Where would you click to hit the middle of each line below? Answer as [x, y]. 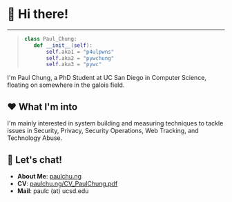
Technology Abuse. [35, 138]
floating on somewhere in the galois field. [66, 85]
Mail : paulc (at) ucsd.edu [53, 191]
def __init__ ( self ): [63, 45]
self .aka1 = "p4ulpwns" [80, 52]
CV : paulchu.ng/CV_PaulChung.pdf [67, 183]
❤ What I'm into [42, 107]
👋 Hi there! [38, 14]
